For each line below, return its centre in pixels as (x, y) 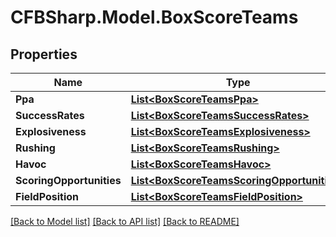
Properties (44, 54)
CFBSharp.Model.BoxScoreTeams (154, 17)
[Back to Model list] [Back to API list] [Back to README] (125, 221)
